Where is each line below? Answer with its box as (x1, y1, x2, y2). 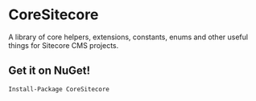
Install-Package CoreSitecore (8, 85, 110, 93)
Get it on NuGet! (8, 64, 91, 78)
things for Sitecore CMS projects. (8, 40, 119, 50)
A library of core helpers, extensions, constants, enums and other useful (8, 32, 248, 42)
